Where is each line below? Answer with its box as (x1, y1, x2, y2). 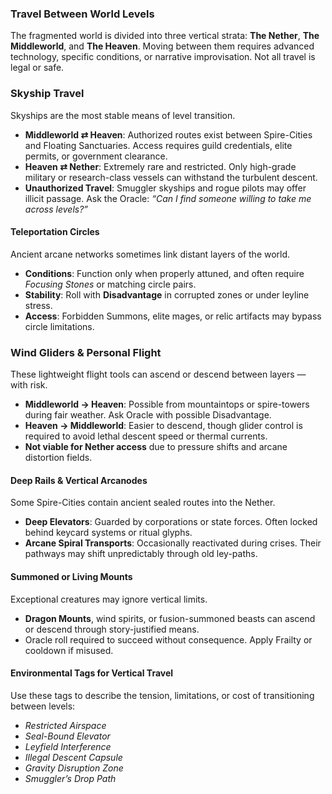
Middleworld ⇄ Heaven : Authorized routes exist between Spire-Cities (24, 128, 313, 141)
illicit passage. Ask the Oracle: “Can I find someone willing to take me (24, 192, 312, 204)
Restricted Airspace (24, 719, 107, 731)
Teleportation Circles (10, 226, 100, 238)
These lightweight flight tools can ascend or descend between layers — (10, 368, 307, 381)
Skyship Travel (10, 87, 85, 101)
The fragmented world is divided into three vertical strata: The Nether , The (10, 30, 320, 42)
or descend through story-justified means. (24, 623, 200, 635)
